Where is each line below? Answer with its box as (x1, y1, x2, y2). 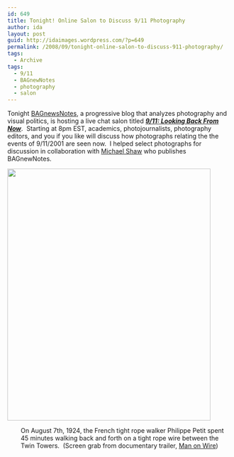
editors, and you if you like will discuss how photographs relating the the (7, 132, 219, 141)
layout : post (7, 30, 46, 38)
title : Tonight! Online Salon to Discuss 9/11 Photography (7, 17, 186, 24)
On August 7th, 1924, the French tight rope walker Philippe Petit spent (21, 426, 225, 435)
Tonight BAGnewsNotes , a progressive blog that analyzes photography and (7, 109, 227, 118)
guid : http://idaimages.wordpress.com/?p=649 (7, 37, 144, 44)
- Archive (13, 57, 43, 64)
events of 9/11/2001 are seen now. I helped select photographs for (7, 139, 202, 148)
